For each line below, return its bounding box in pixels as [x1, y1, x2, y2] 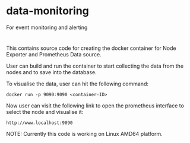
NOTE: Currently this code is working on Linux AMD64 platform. [6, 131, 163, 138]
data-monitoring [6, 4, 89, 18]
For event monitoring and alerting [6, 24, 88, 31]
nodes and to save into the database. [6, 69, 97, 76]
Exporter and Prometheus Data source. [6, 51, 102, 58]
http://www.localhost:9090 [6, 120, 73, 126]
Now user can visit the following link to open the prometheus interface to [6, 102, 184, 109]
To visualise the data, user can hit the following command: [6, 80, 148, 87]
